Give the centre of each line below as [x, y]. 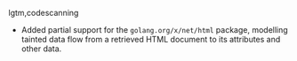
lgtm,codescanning [44, 13]
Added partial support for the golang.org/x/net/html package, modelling [154, 30]
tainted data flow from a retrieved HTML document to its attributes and [151, 39]
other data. [41, 49]
